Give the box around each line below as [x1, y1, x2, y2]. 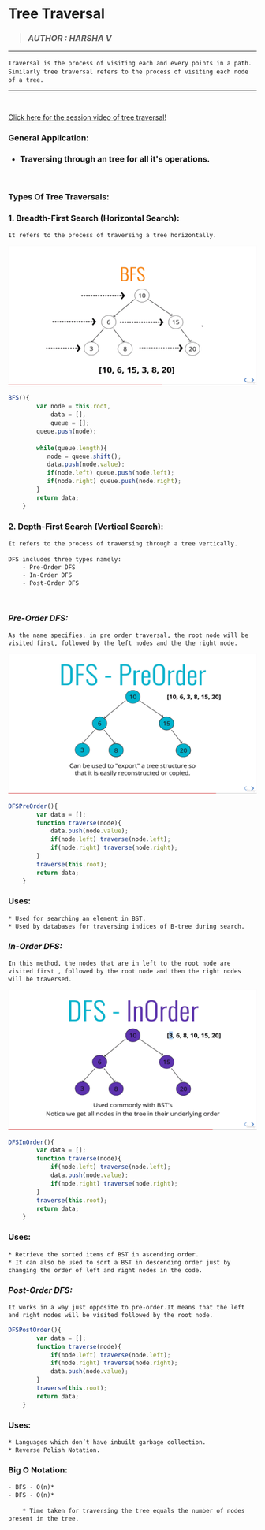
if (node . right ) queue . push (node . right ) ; [47, 478, 181, 486]
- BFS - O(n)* [8, 1483, 55, 1491]
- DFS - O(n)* [8, 1491, 55, 1499]
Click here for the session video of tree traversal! [8, 113, 167, 122]
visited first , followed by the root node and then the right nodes [8, 967, 242, 976]
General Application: [8, 132, 89, 143]
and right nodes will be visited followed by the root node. [8, 1311, 214, 1319]
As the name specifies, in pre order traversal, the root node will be [8, 631, 248, 639]
